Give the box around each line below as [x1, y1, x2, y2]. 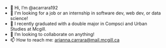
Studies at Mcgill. [10, 26, 47, 32]
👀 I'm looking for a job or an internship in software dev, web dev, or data [10, 10, 161, 16]
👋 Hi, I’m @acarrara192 [10, 5, 58, 10]
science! [10, 15, 28, 21]
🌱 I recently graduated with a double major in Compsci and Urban [10, 20, 147, 26]
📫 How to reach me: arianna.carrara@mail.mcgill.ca [10, 37, 120, 42]
